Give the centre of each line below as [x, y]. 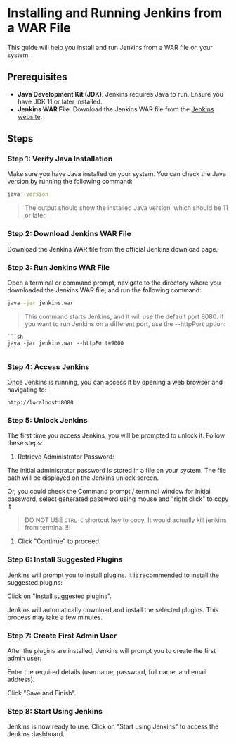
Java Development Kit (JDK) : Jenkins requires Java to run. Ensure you [120, 94]
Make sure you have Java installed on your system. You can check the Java [117, 174]
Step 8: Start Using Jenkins [55, 711]
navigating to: [27, 390]
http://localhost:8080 [40, 403]
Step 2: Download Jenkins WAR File [69, 234]
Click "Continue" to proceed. [59, 541]
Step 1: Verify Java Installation [60, 159]
